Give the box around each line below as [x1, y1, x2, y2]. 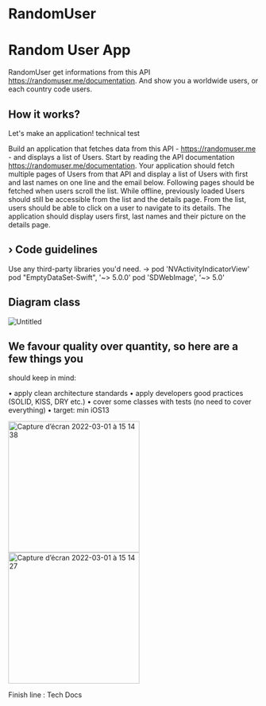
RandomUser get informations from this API [8, 68, 151, 77]
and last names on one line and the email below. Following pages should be [8, 177, 255, 187]
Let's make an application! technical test [8, 128, 141, 138]
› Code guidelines [8, 243, 98, 257]
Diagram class [8, 296, 81, 309]
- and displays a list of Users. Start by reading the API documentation [8, 152, 235, 161]
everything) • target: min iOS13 [8, 405, 110, 415]
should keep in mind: [8, 373, 77, 382]
